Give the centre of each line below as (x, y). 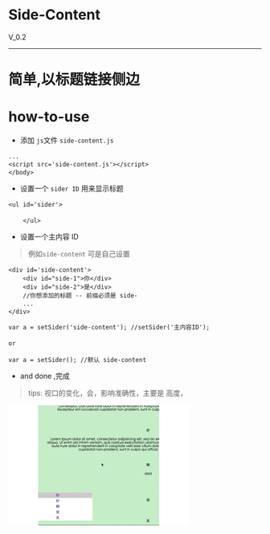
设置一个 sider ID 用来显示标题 (72, 189)
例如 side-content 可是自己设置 (79, 254)
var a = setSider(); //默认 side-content (78, 360)
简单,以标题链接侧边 (74, 80)
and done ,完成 (45, 376)
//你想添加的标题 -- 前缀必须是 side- (80, 296)
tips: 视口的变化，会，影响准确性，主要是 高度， (107, 393)
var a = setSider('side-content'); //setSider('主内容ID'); (109, 327)
